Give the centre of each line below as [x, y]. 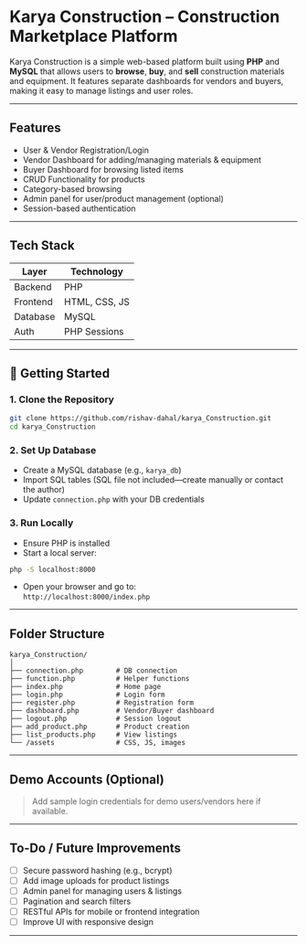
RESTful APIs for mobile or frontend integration [111, 912]
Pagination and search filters [77, 901]
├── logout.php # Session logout [95, 719]
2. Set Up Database [53, 450]
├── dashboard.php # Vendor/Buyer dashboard [112, 711]
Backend [33, 287]
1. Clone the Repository [62, 399]
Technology [96, 271]
